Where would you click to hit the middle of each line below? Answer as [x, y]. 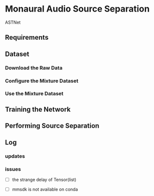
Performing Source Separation [52, 126]
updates [15, 156]
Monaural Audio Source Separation [77, 9]
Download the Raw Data [34, 68]
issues [13, 169]
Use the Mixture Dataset [34, 94]
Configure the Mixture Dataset [42, 81]
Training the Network [38, 109]
